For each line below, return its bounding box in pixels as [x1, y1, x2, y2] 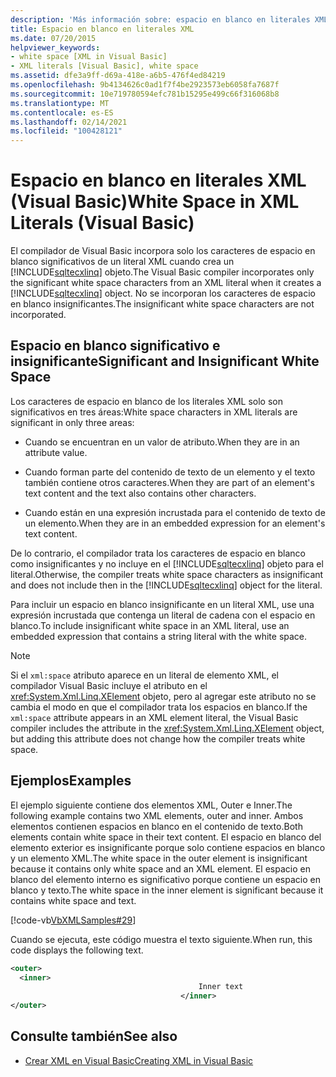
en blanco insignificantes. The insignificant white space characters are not [10, 298, 315, 310]
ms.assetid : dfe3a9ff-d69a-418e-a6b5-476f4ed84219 [10, 71, 226, 81]
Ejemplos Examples [10, 772, 132, 790]
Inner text [198, 982, 244, 992]
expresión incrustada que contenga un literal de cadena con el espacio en [10, 609, 316, 621]
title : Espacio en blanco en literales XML [10, 24, 195, 34]
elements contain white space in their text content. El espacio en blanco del [10, 831, 322, 843]
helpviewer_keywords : [10, 42, 101, 53]
